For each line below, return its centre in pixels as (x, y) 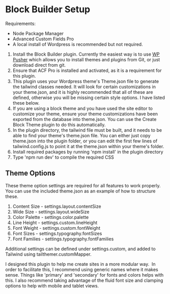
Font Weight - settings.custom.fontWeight (56, 228)
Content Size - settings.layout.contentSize (57, 206)
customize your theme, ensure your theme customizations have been (85, 114)
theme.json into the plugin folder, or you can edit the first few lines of (85, 141)
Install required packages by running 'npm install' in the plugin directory (88, 152)
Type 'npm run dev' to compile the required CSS (63, 157)
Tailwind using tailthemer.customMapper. (48, 254)
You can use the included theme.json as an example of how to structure (81, 191)
